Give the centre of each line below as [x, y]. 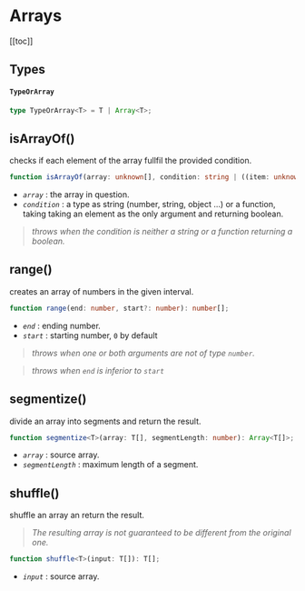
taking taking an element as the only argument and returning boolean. [153, 214]
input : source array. [61, 576]
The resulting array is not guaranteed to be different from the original [162, 533]
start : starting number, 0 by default [90, 335]
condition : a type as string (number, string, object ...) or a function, [149, 205]
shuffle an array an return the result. [77, 516]
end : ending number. [62, 326]
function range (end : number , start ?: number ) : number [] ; [119, 308]
